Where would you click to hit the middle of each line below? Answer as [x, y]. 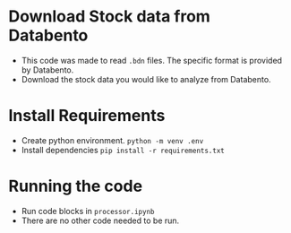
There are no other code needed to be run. [100, 220]
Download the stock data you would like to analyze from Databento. [146, 79]
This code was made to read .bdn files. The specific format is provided [152, 60]
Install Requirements [87, 116]
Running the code [76, 186]
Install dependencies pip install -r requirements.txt [123, 150]
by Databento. [47, 70]
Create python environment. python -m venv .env [112, 140]
